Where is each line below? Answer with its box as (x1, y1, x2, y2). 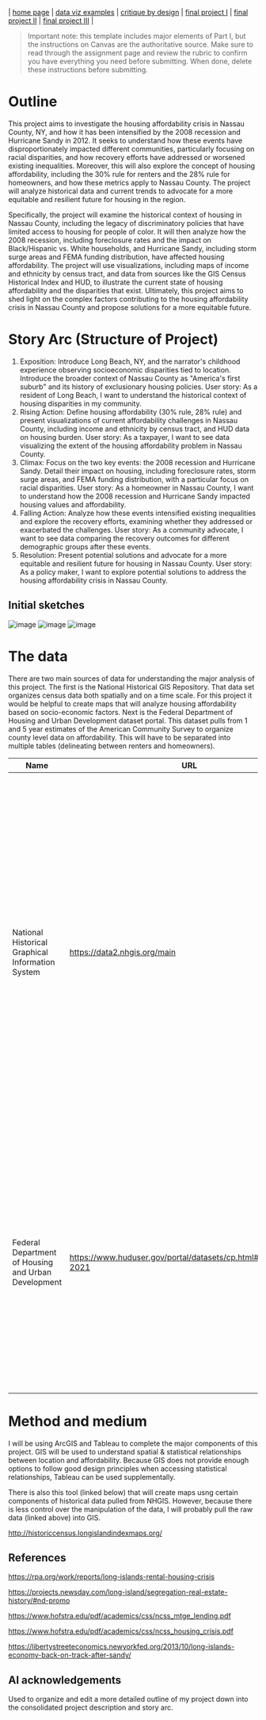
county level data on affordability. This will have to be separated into (8, 732, 231, 742)
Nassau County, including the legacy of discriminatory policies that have (8, 218, 245, 227)
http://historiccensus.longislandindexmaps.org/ (8, 1528, 162, 1538)
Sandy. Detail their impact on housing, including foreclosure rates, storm (19, 466, 256, 476)
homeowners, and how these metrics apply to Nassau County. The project (8, 178, 251, 187)
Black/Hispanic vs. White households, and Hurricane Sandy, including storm (8, 243, 257, 253)
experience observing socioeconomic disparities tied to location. (19, 365, 231, 374)
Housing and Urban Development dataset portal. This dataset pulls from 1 (8, 716, 248, 725)
